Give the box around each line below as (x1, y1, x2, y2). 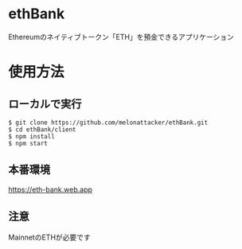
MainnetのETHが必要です (8, 232, 92, 242)
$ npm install (8, 132, 56, 140)
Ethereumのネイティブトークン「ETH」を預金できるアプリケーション (8, 32, 235, 41)
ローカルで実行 (8, 97, 82, 111)
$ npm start (8, 139, 48, 147)
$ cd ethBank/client (8, 125, 77, 134)
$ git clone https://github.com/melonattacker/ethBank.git (8, 119, 209, 126)
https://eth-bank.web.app (8, 185, 93, 194)
